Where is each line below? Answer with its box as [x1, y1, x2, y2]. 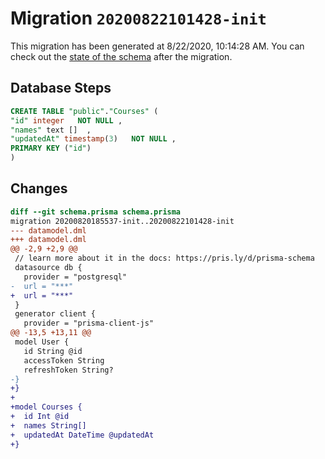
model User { [14, 337, 70, 347]
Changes [10, 180, 68, 197]
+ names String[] [10, 420, 87, 431]
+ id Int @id [10, 412, 70, 422]
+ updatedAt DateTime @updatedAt [10, 430, 155, 440]
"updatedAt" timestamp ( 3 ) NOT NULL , [10, 134, 177, 144]
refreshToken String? [23, 365, 114, 375]
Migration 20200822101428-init [10, 7, 267, 30]
